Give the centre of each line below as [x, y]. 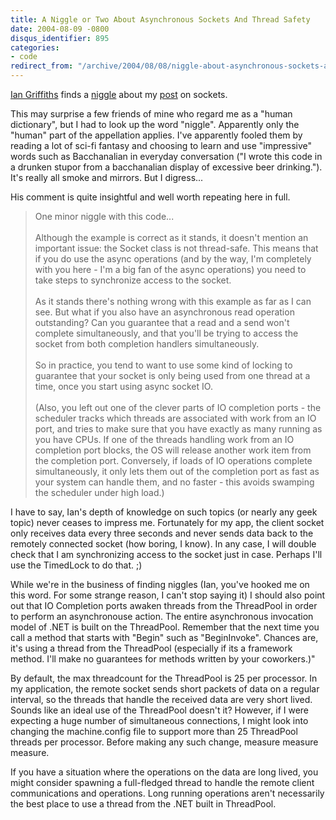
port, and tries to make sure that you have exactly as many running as [178, 429]
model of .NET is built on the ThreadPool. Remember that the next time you [165, 627]
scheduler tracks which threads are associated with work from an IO [175, 418]
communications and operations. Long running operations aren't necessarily [167, 793]
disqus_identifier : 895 [60, 38]
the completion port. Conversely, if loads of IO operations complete [173, 460]
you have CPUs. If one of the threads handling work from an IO [164, 439]
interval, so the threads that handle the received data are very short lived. [161, 699]
